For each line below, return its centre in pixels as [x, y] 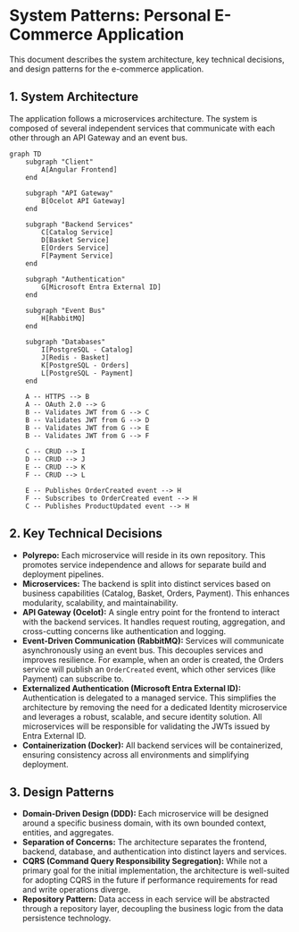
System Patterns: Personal [110, 16]
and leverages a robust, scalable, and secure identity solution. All [142, 716]
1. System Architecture [74, 97]
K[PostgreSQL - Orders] [85, 365]
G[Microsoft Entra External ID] [102, 287]
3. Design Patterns [62, 792]
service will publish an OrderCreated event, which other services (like [149, 669]
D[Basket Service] [75, 240]
